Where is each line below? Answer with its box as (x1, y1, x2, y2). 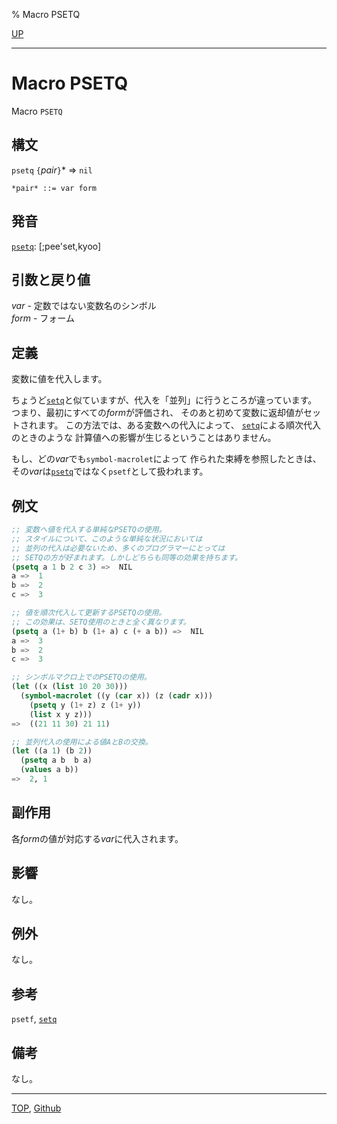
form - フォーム (11, 312, 75, 324)
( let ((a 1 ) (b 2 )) (11, 746, 93, 756)
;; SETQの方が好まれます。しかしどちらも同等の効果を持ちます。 (11, 552, 243, 563)
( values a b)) (20, 765, 79, 775)
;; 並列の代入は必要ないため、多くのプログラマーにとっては (11, 543, 226, 553)
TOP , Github (11, 1102, 62, 1114)
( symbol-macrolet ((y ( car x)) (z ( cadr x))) (20, 691, 214, 701)
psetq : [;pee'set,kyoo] (11, 240, 102, 252)
